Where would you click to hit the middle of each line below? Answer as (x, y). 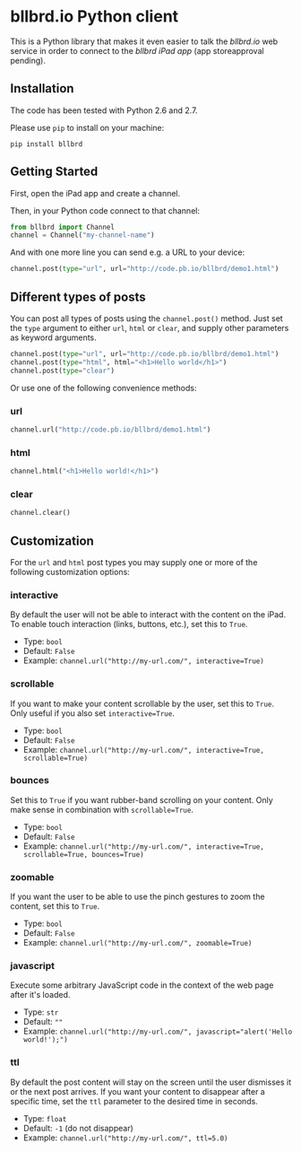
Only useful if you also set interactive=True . (93, 713)
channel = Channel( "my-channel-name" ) (82, 235)
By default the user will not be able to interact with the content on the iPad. (148, 615)
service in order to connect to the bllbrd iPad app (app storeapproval (137, 50)
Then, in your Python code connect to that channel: (105, 210)
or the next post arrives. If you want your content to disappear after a (138, 1091)
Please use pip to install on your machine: (87, 127)
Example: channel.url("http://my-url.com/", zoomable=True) (138, 943)
